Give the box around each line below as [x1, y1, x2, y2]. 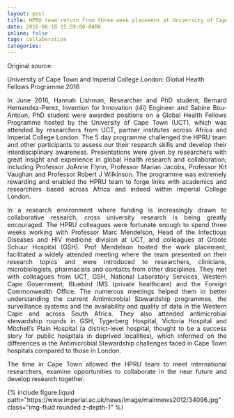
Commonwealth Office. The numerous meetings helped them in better [7, 287, 227, 295]
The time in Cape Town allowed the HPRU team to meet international [7, 360, 227, 368]
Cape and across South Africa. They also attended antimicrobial [7, 309, 227, 318]
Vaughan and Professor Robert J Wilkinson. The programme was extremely [7, 170, 227, 178]
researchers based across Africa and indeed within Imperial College [7, 185, 227, 193]
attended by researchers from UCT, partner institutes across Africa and [7, 126, 227, 134]
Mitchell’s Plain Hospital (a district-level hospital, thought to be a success [7, 325, 227, 332]
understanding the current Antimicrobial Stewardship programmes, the [7, 295, 227, 303]
